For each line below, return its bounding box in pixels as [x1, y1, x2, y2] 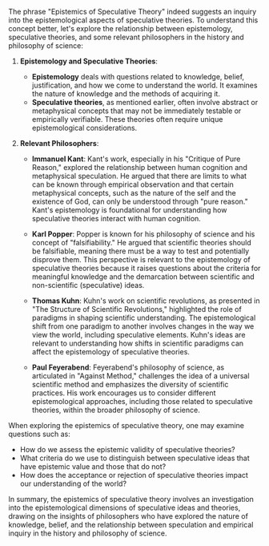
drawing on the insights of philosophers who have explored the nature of [8, 512, 248, 520]
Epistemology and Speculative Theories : [19, 56, 159, 66]
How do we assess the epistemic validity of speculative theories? [19, 445, 235, 454]
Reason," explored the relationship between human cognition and [31, 163, 248, 172]
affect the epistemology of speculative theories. [31, 347, 191, 356]
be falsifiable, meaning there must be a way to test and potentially [31, 246, 250, 256]
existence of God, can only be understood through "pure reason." [31, 196, 248, 206]
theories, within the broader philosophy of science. [31, 405, 200, 415]
